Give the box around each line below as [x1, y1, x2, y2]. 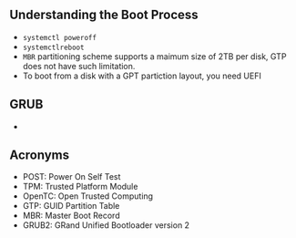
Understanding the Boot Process [9, 7, 199, 23]
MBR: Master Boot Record [22, 210, 120, 222]
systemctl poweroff [22, 33, 97, 42]
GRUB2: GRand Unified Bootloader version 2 [22, 220, 189, 231]
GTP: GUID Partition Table [22, 201, 120, 212]
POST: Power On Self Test [22, 171, 121, 182]
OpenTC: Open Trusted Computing [22, 191, 153, 202]
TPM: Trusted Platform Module [22, 181, 138, 192]
